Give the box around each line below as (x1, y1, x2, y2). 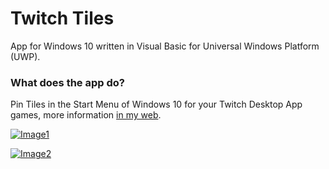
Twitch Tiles (10, 7, 115, 30)
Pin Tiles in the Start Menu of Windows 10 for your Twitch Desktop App (10, 98, 303, 111)
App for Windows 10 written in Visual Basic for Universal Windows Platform (10, 40, 320, 52)
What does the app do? (10, 75, 125, 89)
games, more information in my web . (10, 109, 162, 121)
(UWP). (10, 50, 41, 62)
